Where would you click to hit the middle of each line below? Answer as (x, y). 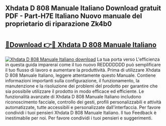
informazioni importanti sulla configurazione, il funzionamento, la (72, 81)
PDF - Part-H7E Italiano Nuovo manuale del (74, 16)
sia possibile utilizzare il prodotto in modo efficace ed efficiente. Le (75, 91)
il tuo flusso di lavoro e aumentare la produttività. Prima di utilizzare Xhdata (83, 70)
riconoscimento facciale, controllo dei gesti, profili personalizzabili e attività (83, 102)
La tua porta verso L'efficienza (128, 59)
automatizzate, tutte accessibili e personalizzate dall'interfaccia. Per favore (83, 107)
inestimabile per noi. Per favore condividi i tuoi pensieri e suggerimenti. (79, 118)
